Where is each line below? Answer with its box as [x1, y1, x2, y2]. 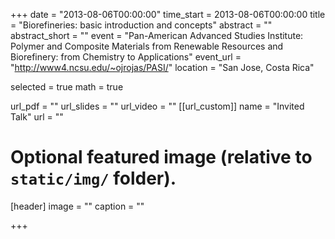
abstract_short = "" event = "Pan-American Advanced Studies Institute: [10, 30, 304, 41]
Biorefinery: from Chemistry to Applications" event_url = [10, 51, 242, 63]
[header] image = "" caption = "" [10, 200, 145, 212]
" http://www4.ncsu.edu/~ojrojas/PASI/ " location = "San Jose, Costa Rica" [10, 62, 315, 73]
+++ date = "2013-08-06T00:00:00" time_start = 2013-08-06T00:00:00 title [10, 9, 326, 20]
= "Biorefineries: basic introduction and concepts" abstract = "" [10, 19, 273, 31]
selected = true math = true [10, 81, 124, 93]
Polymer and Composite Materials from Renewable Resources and [10, 40, 284, 52]
